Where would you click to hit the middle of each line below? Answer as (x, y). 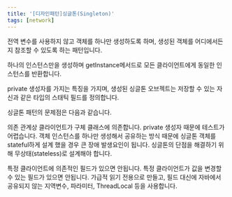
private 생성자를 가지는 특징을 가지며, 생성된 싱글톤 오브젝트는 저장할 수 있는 (111, 88)
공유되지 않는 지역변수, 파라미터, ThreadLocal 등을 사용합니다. (92, 186)
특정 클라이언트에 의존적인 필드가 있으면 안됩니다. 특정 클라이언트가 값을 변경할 (115, 168)
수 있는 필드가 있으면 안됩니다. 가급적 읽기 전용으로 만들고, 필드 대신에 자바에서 (114, 177)
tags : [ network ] (31, 20)
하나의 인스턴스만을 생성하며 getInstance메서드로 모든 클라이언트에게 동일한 (111, 64)
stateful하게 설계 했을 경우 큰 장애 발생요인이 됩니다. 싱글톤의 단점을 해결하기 (112, 144)
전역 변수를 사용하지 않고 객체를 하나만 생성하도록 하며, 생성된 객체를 (100, 41)
